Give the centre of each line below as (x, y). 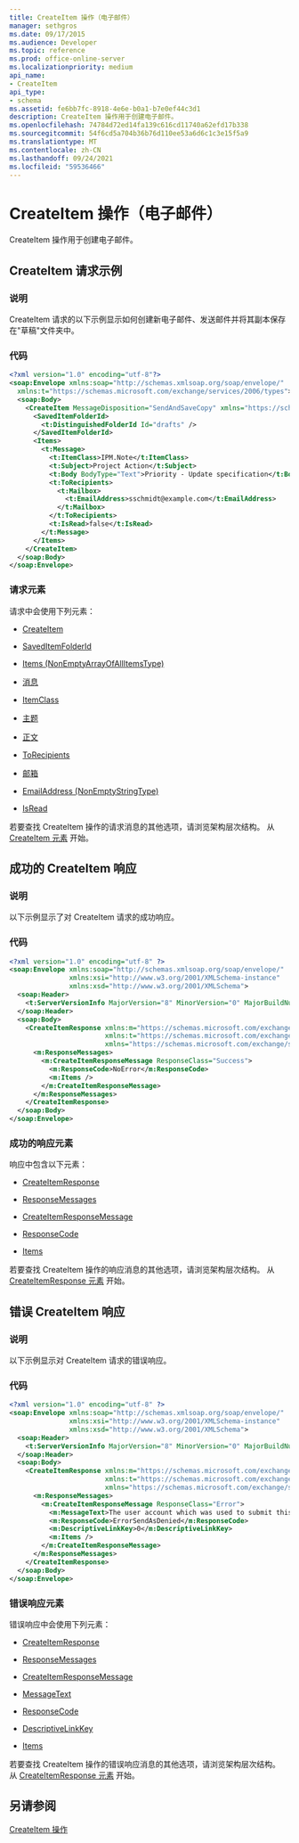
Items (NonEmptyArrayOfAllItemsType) (93, 663)
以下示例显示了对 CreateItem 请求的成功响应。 (94, 917)
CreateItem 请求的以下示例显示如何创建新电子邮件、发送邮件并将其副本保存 (148, 319)
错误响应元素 (37, 1603)
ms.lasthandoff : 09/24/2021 (61, 158)
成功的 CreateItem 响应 (73, 868)
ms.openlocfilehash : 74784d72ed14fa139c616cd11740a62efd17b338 (129, 126)
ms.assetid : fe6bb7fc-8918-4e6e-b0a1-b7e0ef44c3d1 (105, 109)
